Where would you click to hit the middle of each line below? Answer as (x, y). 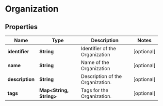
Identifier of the (98, 48)
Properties (21, 27)
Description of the (101, 76)
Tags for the (95, 90)
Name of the (95, 62)
